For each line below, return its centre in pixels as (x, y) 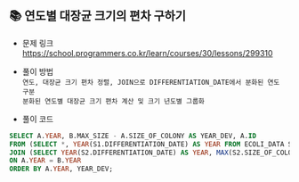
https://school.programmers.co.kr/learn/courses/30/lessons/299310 (147, 53)
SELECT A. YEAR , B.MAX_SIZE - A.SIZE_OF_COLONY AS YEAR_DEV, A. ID (133, 136)
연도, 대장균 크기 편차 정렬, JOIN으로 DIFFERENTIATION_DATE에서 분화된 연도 (151, 82)
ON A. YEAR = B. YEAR (45, 161)
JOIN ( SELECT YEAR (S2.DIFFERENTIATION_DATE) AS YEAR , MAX (119, 153)
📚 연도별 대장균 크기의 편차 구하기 (98, 16)
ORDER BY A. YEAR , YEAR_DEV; (61, 169)
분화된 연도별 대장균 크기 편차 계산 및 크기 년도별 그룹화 (113, 101)
